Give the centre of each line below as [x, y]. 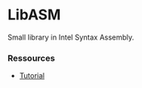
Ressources [31, 58]
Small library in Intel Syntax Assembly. [71, 37]
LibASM [34, 15]
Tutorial [32, 76]
